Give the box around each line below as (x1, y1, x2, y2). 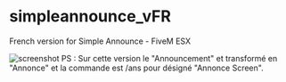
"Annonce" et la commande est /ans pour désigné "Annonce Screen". (9, 62, 265, 73)
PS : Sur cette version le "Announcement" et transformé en (61, 53, 278, 63)
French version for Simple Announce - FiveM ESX (9, 36, 192, 46)
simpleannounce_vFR (9, 6, 172, 27)
